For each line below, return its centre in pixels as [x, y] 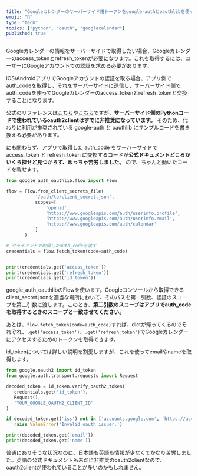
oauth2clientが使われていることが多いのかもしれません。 [75, 467]
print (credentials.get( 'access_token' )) [57, 267]
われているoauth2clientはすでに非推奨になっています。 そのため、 [102, 120]
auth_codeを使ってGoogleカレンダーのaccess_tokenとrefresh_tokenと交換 [97, 93]
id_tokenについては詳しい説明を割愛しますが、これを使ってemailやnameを [96, 352]
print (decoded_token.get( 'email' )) [50, 435]
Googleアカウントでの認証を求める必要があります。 [89, 66]
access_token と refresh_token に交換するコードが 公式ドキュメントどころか [98, 155]
